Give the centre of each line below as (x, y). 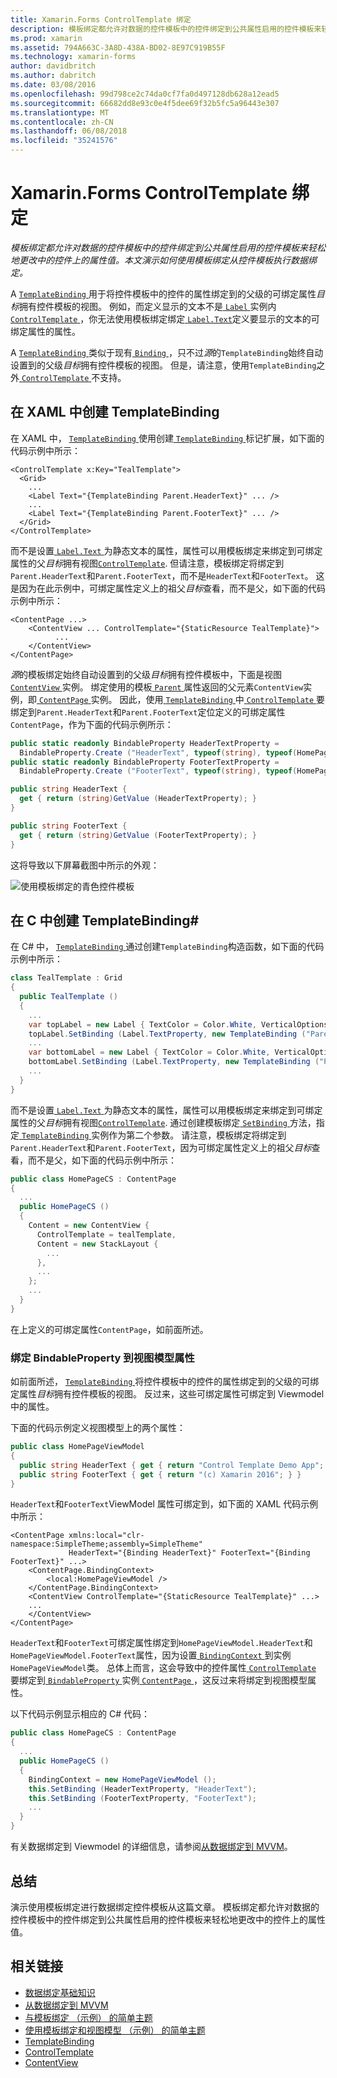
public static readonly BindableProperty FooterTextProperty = (145, 762)
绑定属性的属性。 (45, 331)
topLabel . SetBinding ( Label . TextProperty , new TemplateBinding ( (167, 1034)
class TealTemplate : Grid (66, 978)
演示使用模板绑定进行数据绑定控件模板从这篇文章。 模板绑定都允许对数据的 (165, 1907)
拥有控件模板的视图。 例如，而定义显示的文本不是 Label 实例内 (148, 306)
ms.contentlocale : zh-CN (62, 122)
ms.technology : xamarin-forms (73, 57)
